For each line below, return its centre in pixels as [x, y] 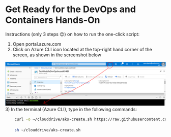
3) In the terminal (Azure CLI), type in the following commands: [71, 109]
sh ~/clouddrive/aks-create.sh [48, 130]
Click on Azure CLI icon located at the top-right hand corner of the [82, 49]
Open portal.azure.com [37, 44]
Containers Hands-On [53, 20]
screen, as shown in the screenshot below [57, 55]
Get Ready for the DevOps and [71, 9]
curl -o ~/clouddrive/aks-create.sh [53, 119]
